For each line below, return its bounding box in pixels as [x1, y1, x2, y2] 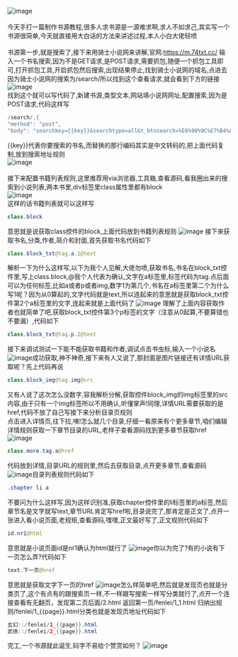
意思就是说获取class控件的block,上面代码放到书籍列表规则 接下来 [7, 227, 225, 236]
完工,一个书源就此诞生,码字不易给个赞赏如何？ [7, 641, 142, 650]
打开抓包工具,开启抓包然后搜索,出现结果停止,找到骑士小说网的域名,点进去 [15, 66, 228, 74]
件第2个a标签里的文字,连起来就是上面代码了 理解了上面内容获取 [7, 299, 219, 308]
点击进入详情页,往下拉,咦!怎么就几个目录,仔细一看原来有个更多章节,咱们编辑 [7, 417, 228, 426]
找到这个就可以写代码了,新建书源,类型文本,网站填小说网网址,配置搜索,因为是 [7, 91, 228, 99]
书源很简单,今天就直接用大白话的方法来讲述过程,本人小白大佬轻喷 [7, 32, 198, 40]
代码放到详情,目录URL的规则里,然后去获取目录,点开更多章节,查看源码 [7, 461, 207, 470]
